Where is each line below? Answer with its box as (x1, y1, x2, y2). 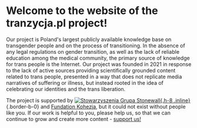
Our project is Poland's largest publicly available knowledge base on (6, 36, 172, 43)
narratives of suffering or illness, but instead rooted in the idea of (6, 79, 163, 86)
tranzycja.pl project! (6, 16, 108, 30)
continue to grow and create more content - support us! (6, 115, 141, 122)
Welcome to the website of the (6, 4, 158, 18)
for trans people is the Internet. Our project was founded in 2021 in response (6, 60, 192, 68)
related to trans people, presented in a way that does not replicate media (6, 73, 182, 80)
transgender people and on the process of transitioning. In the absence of (6, 42, 185, 49)
